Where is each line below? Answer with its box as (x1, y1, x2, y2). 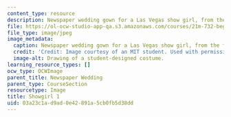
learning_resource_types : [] (7, 61, 91, 68)
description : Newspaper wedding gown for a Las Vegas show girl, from (7, 17, 214, 23)
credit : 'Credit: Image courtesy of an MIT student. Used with (13, 49, 198, 56)
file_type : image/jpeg (7, 29, 72, 36)
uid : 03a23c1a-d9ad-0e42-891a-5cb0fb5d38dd (7, 100, 134, 107)
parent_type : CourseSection (7, 81, 88, 87)
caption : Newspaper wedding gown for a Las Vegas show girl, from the (13, 42, 220, 49)
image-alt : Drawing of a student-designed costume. (13, 55, 165, 62)
